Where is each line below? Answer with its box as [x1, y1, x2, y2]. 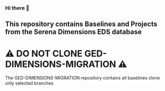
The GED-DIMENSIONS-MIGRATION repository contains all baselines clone [5, 75, 160, 81]
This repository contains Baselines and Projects [5, 20, 157, 28]
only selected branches [5, 80, 53, 86]
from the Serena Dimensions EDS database [5, 27, 142, 36]
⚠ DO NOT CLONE [5, 47, 82, 59]
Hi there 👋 [5, 4, 30, 11]
